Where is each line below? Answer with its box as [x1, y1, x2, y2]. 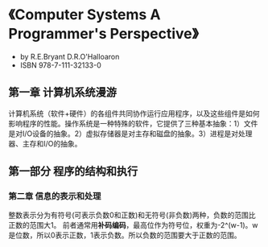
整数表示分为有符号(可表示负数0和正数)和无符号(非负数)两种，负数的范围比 [8, 210, 256, 220]
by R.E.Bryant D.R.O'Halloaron [19, 51, 120, 61]
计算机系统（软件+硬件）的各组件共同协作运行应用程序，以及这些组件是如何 [8, 109, 260, 118]
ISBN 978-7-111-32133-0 [19, 60, 102, 70]
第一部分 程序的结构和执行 [8, 165, 138, 179]
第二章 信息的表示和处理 [8, 191, 101, 202]
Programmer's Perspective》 [8, 25, 199, 43]
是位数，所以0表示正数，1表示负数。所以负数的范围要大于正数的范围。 [8, 230, 241, 241]
